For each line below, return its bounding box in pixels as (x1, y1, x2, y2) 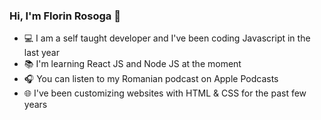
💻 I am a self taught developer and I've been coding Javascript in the (23, 32, 311, 44)
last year (23, 47, 60, 59)
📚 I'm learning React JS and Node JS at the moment (23, 58, 242, 70)
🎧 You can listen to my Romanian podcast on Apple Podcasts (23, 73, 279, 85)
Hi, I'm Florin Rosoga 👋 (9, 9, 121, 23)
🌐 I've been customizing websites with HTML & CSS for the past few (23, 87, 307, 99)
